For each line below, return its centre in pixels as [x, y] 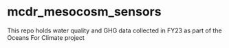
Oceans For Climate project [46, 37]
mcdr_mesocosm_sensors [84, 12]
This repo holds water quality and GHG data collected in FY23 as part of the [115, 30]
